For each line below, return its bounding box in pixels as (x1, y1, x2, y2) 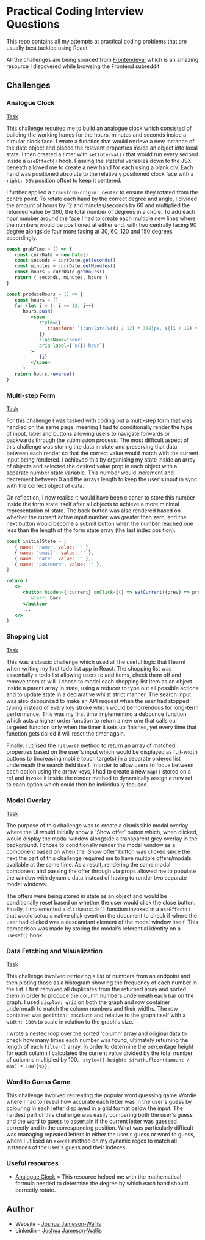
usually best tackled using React (6, 44, 88, 51)
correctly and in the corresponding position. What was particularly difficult (6, 1124, 193, 1132)
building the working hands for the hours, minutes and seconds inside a (6, 131, 187, 139)
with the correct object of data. (6, 482, 84, 490)
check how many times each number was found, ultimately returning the (6, 1037, 189, 1044)
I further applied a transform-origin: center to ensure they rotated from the (6, 188, 198, 196)
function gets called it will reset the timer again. (6, 729, 126, 737)
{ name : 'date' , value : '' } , (14, 555, 92, 561)
